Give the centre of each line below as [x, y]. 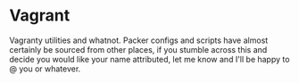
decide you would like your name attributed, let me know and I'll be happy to [149, 59]
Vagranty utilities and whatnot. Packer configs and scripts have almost [139, 40]
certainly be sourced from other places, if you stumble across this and [138, 49]
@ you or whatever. [45, 69]
